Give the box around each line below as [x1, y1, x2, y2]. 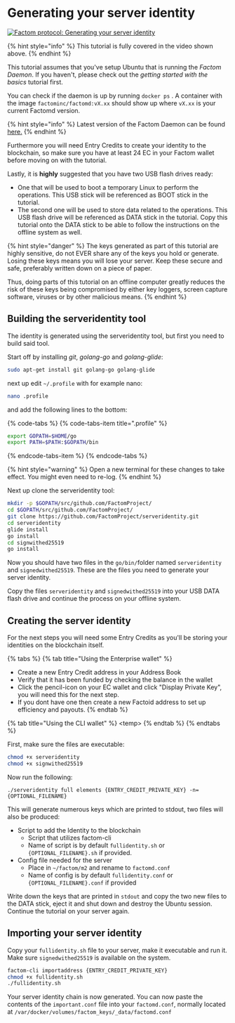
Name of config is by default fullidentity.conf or [27, 871, 173, 879]
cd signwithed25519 [7, 539, 65, 546]
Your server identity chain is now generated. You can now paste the [7, 993, 203, 1001]
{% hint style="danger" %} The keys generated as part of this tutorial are [7, 241, 219, 250]
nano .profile [7, 392, 49, 400]
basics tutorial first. [7, 77, 63, 86]
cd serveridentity [7, 519, 61, 526]
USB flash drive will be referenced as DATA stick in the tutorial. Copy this [17, 213, 228, 221]
